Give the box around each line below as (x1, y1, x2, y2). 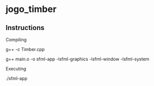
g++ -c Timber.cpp (5, 46, 45, 52)
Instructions (5, 23, 44, 32)
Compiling (5, 36, 27, 42)
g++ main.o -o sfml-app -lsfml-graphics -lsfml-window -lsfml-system (5, 56, 149, 62)
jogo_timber (5, 3, 57, 15)
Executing (5, 66, 26, 71)
